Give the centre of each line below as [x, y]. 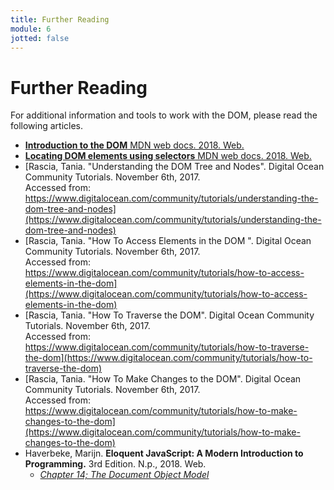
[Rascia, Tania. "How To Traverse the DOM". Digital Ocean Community [169, 315]
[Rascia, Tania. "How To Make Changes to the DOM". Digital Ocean [163, 379]
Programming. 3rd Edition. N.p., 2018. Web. [115, 464]
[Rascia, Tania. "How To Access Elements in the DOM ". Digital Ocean [168, 241]
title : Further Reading [60, 19]
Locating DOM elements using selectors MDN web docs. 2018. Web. [168, 156]
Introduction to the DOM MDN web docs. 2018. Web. [134, 145]
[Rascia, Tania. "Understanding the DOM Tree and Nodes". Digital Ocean [174, 167]
